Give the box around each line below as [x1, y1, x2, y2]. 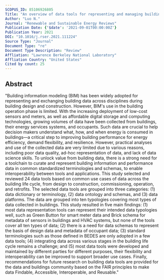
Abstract [5, 80, 33, 88]
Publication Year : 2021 [5, 30, 54, 35]
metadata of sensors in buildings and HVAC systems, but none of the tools [5, 217, 155, 223]
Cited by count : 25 [5, 62, 45, 66]
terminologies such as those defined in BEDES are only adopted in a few [5, 233, 150, 238]
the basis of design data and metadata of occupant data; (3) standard [5, 228, 145, 234]
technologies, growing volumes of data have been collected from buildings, [5, 118, 157, 125]
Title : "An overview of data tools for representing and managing [5, 12, 143, 17]
